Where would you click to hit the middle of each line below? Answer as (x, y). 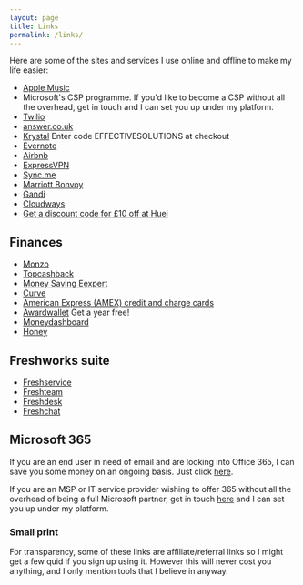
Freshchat (41, 411)
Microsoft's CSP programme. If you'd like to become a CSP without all (153, 97)
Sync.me (39, 175)
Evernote (40, 146)
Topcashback (48, 274)
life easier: (29, 70)
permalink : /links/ (46, 35)
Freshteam (43, 392)
